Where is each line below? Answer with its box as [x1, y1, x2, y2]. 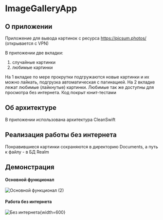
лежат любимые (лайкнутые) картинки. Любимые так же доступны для [5, 84, 154, 90]
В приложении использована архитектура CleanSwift [5, 117, 116, 122]
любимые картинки [12, 64, 53, 70]
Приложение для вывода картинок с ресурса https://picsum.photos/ [5, 35, 147, 41]
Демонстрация [5, 163, 54, 171]
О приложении [5, 22, 53, 31]
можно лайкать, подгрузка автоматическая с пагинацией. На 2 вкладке [5, 79, 155, 85]
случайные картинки [12, 60, 56, 65]
